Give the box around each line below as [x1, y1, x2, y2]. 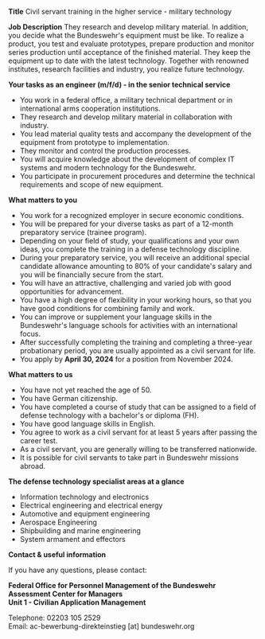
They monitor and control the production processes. [19, 146, 191, 155]
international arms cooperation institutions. [19, 103, 161, 113]
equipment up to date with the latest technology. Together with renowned [8, 56, 249, 65]
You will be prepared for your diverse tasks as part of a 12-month [19, 219, 233, 228]
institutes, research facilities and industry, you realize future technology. [8, 64, 245, 74]
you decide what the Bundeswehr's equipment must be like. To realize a [8, 31, 244, 40]
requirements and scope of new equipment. [19, 180, 164, 189]
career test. [19, 436, 58, 445]
